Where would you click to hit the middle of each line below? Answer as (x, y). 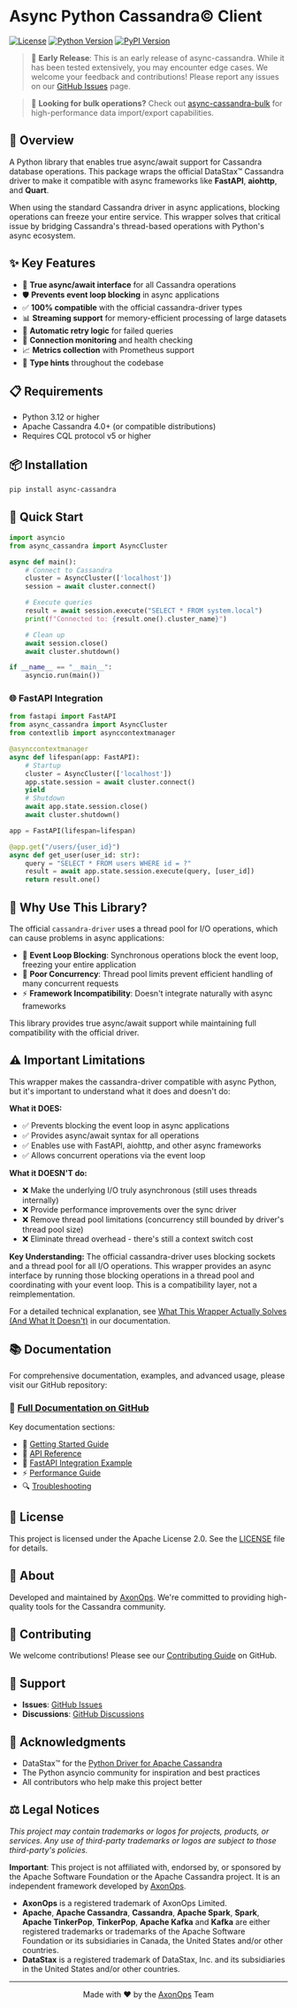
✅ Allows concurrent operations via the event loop (114, 1155)
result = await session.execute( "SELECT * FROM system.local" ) (144, 611)
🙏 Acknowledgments (68, 1742)
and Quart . (29, 190)
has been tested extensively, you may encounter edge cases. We (149, 67)
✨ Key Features (52, 263)
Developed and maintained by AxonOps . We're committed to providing (137, 1597)
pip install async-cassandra (63, 490)
